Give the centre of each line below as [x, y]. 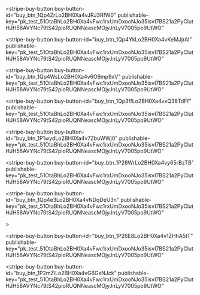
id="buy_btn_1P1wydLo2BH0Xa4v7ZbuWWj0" [62, 138]
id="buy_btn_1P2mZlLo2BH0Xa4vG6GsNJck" [61, 273]
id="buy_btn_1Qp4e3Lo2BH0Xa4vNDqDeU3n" [63, 200]
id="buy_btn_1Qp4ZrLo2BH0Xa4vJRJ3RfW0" [61, 15]
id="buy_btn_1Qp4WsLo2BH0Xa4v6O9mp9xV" [63, 77]
